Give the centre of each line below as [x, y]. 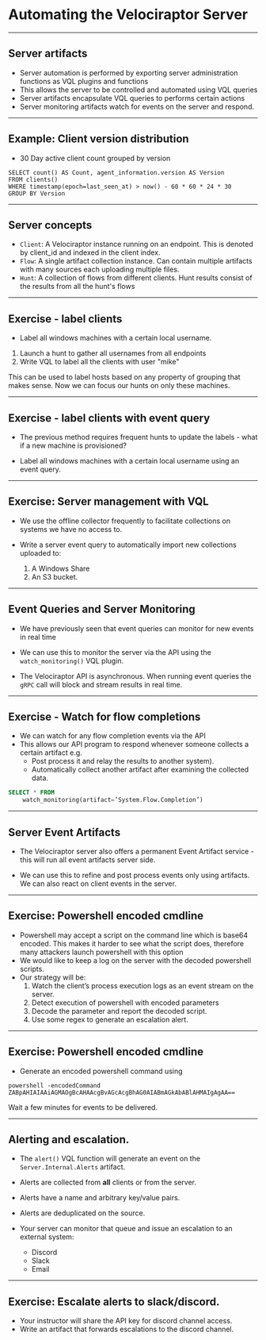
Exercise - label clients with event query [109, 418]
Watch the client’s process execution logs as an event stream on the [142, 985]
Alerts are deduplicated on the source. [82, 1213]
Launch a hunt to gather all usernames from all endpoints [113, 353]
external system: [47, 1237]
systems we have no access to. [71, 529]
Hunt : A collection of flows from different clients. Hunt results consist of [136, 278]
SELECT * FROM [32, 793]
